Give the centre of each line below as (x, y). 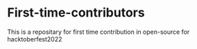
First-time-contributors (76, 13)
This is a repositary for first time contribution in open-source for (98, 32)
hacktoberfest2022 (35, 39)
